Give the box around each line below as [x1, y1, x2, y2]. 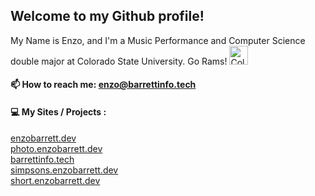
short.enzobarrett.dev [10, 174, 101, 186]
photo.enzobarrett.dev [10, 142, 103, 154]
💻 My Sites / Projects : [10, 106, 107, 118]
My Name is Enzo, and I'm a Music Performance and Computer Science [10, 34, 306, 46]
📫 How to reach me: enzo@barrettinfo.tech [10, 79, 197, 91]
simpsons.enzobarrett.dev [10, 164, 119, 176]
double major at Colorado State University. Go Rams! [10, 55, 228, 67]
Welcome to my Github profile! [10, 8, 205, 25]
